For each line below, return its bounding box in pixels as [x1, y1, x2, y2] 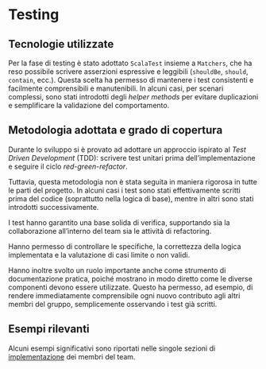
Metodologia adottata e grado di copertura [8, 123, 223, 137]
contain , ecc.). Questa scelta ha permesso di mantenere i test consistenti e [8, 76, 254, 84]
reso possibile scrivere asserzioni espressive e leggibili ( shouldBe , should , [8, 67, 249, 76]
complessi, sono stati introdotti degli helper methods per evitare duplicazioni [8, 92, 259, 101]
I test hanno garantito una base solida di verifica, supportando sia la [8, 217, 230, 227]
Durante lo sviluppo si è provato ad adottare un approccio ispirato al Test [8, 145, 246, 154]
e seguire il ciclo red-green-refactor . [8, 161, 129, 171]
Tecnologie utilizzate [8, 37, 114, 51]
